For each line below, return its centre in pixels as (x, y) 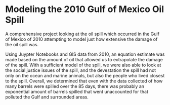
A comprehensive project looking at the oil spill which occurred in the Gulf (82, 34)
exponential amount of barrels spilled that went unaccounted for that (77, 91)
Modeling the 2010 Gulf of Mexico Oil (85, 9)
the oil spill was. (22, 44)
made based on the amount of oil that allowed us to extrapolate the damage (84, 59)
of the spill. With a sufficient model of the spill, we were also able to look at (83, 65)
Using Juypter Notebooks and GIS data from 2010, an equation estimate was (85, 54)
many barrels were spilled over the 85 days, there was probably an (75, 86)
